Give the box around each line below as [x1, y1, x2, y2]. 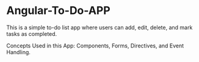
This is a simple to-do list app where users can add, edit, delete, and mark [6, 24, 193, 31]
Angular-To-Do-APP [6, 4, 111, 18]
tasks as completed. [6, 30, 57, 37]
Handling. [6, 48, 31, 55]
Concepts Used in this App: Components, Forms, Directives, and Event [6, 42, 184, 49]
